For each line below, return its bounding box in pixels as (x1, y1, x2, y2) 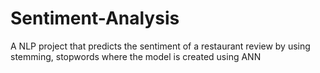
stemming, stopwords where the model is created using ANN (10, 50, 262, 62)
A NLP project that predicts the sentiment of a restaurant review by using (10, 40, 311, 52)
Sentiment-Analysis (10, 7, 180, 30)
